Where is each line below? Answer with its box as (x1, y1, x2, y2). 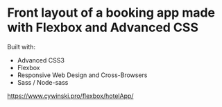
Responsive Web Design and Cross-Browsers (17, 71, 148, 79)
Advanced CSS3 (17, 56, 65, 64)
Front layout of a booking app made (7, 5, 216, 21)
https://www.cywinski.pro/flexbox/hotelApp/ (7, 92, 134, 100)
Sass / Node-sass (17, 78, 69, 86)
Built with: (7, 42, 36, 51)
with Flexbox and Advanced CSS (7, 19, 199, 35)
